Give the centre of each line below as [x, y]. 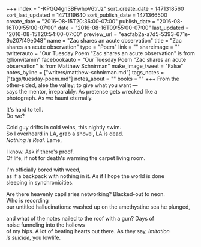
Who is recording [28, 201]
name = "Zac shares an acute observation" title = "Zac [114, 40]
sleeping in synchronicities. [40, 183]
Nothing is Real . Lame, [34, 140]
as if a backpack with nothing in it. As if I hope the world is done [85, 176]
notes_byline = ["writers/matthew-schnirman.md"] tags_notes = [85, 72]
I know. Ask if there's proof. [40, 152]
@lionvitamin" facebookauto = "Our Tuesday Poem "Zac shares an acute [96, 60]
